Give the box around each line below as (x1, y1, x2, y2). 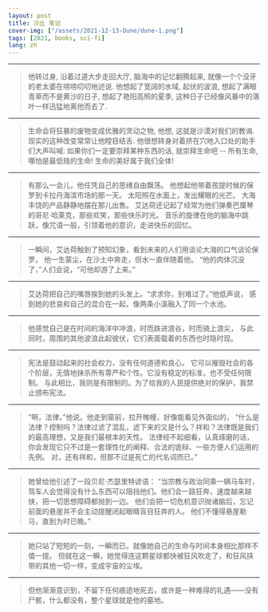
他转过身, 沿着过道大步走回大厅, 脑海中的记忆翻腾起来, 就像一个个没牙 (27, 72, 257, 81)
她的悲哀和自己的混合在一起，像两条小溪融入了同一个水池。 (34, 299, 231, 309)
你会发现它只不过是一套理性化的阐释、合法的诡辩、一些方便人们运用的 (27, 442, 259, 452)
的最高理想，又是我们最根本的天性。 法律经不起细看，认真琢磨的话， (27, 432, 254, 442)
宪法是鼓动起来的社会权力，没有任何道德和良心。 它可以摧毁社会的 (27, 358, 247, 368)
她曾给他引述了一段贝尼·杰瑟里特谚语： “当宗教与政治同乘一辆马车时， (27, 476, 259, 487)
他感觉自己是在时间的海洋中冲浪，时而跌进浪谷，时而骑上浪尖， (27, 324, 238, 334)
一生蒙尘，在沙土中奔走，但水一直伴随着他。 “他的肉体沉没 (50, 255, 245, 264)
